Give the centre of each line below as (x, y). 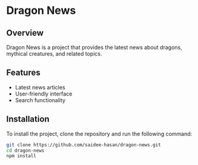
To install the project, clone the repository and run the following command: (99, 134)
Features (23, 73)
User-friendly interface (44, 94)
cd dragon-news (25, 150)
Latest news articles (40, 87)
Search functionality (40, 100)
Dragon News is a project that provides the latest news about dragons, (94, 47)
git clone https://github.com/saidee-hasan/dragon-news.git (84, 145)
